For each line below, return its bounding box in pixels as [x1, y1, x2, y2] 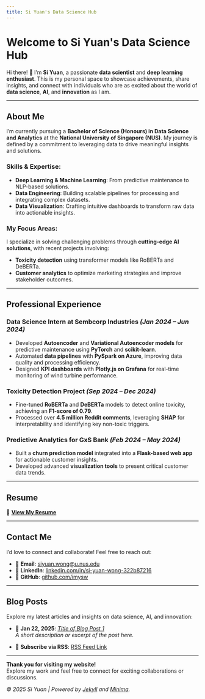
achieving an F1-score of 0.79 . [15, 407, 93, 415]
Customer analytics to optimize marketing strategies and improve [15, 269, 182, 276]
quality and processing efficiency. [15, 358, 101, 366]
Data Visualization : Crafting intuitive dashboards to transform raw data [15, 202, 195, 210]
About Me [6, 111, 45, 122]
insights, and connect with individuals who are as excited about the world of [6, 81, 198, 89]
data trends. [15, 469, 46, 476]
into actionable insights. [15, 209, 75, 216]
